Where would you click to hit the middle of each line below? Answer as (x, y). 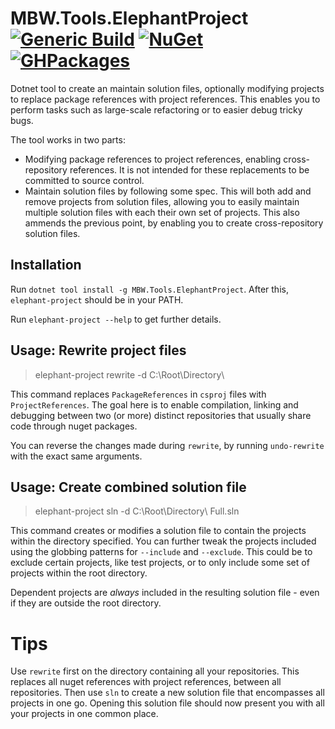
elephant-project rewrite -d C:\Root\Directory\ (129, 374)
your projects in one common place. (84, 714)
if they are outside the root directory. (86, 603)
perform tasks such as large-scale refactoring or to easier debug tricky (156, 109)
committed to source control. (84, 180)
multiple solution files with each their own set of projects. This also (162, 212)
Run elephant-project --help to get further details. (116, 319)
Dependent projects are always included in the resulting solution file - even (165, 593)
